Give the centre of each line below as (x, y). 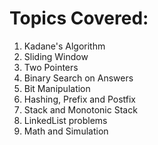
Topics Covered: (79, 18)
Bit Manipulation (57, 88)
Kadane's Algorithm (64, 46)
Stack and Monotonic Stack (80, 109)
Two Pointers (51, 67)
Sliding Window (56, 56)
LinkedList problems (65, 120)
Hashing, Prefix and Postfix (79, 99)
